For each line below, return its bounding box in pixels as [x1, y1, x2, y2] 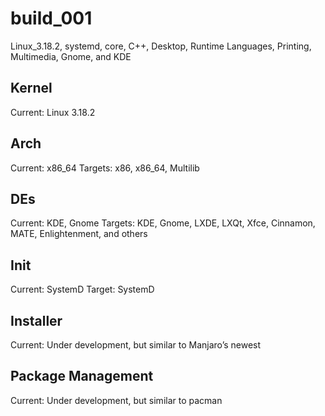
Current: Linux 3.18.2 [10, 106, 96, 118]
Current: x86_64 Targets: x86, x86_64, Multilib [10, 162, 200, 174]
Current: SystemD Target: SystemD [10, 283, 155, 296]
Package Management [10, 368, 154, 385]
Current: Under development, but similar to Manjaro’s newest [10, 339, 262, 351]
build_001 [10, 7, 93, 30]
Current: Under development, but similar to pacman [10, 394, 223, 406]
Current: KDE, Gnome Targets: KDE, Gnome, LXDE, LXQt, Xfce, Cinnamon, [10, 217, 316, 229]
